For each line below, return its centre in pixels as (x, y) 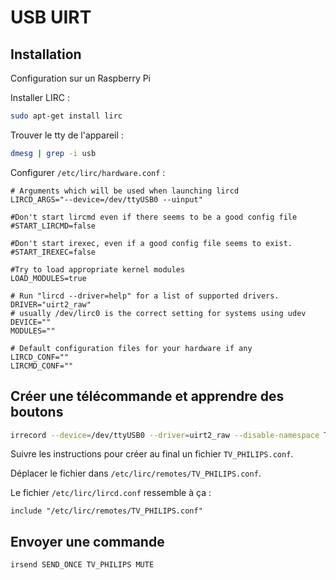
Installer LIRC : (40, 97)
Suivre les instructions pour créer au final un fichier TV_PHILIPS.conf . (152, 454)
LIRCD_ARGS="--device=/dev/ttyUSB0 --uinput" (106, 199)
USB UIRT (51, 17)
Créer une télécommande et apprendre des (147, 396)
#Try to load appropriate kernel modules (98, 269)
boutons (37, 412)
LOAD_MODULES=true (48, 278)
